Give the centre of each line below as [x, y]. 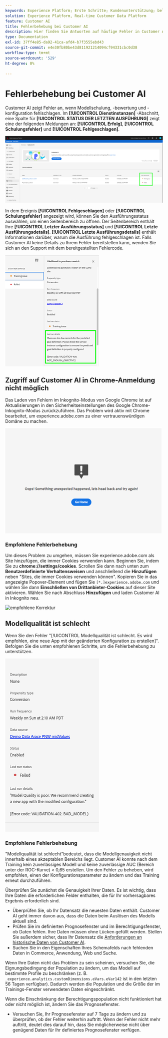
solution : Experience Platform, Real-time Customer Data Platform [76, 16]
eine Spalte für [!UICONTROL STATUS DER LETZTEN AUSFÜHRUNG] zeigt [82, 119]
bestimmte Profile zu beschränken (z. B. [46, 973]
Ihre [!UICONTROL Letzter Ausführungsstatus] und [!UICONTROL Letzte [81, 226]
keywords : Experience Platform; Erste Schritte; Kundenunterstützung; [80, 11]
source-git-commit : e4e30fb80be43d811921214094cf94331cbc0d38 [71, 48]
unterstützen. [19, 652]
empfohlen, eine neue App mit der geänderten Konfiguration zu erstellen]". [82, 641]
